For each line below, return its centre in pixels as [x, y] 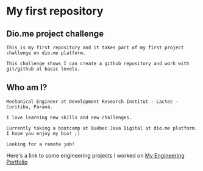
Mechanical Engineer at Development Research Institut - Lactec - [92, 102]
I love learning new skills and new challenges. [69, 117]
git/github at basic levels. [43, 69]
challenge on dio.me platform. [46, 53]
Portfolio [17, 162]
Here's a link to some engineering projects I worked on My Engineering [95, 155]
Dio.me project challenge [55, 34]
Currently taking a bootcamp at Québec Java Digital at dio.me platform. [102, 128]
